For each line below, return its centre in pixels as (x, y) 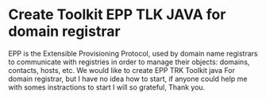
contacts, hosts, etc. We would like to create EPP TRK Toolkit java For (122, 70)
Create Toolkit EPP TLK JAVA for (117, 15)
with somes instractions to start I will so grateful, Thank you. (107, 87)
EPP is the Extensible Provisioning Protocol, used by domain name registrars (133, 53)
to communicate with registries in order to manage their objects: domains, (129, 62)
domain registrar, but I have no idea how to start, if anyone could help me (128, 79)
